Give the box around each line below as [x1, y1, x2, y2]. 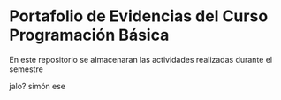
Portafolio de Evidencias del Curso [9, 6, 269, 27]
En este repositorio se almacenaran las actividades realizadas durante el [9, 54, 272, 65]
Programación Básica [9, 25, 170, 45]
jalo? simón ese [9, 81, 66, 91]
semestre [9, 64, 44, 74]
